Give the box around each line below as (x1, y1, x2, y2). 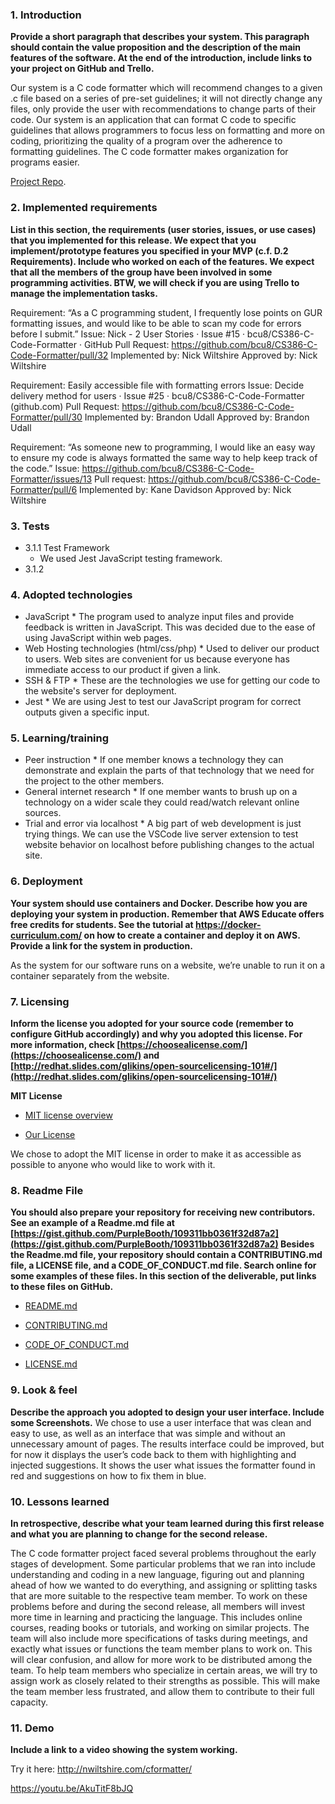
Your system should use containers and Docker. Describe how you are (10, 897, 308, 909)
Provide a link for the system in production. (10, 939, 193, 952)
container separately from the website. (10, 969, 170, 982)
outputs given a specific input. (24, 706, 150, 718)
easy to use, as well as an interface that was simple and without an (10, 1427, 286, 1439)
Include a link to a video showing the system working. (10, 1744, 238, 1756)
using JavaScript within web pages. (24, 632, 172, 644)
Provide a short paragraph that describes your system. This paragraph (10, 31, 310, 43)
